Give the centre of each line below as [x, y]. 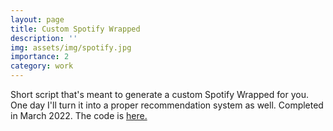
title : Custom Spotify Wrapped [75, 29]
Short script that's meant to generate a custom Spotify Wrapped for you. [159, 94]
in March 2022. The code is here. [79, 115]
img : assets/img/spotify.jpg [71, 47]
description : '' [44, 38]
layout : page [37, 19]
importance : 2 [40, 57]
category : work [42, 66]
